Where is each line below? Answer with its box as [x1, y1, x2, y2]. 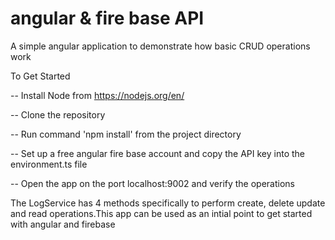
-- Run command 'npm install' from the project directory [10, 128, 242, 140]
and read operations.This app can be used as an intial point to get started [10, 207, 313, 219]
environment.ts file [10, 158, 88, 170]
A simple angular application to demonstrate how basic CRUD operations [10, 40, 311, 52]
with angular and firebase [10, 218, 116, 230]
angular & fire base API [10, 7, 205, 30]
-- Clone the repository [10, 108, 106, 121]
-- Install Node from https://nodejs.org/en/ [10, 89, 185, 101]
